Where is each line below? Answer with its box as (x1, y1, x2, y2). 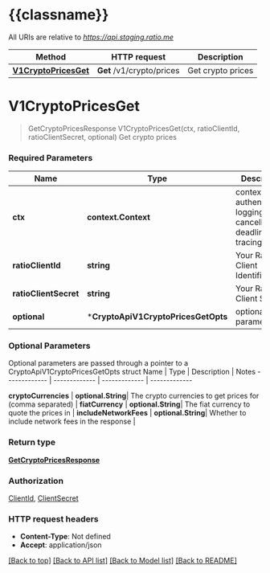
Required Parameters (8, 152, 93, 163)
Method (35, 51, 67, 62)
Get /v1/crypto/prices (96, 64, 180, 76)
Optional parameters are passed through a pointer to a (8, 358, 189, 368)
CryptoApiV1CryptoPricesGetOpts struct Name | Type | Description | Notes (8, 367, 256, 377)
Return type (8, 436, 56, 448)
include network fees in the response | (8, 416, 136, 427)
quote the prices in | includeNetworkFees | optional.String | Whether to (8, 408, 247, 418)
